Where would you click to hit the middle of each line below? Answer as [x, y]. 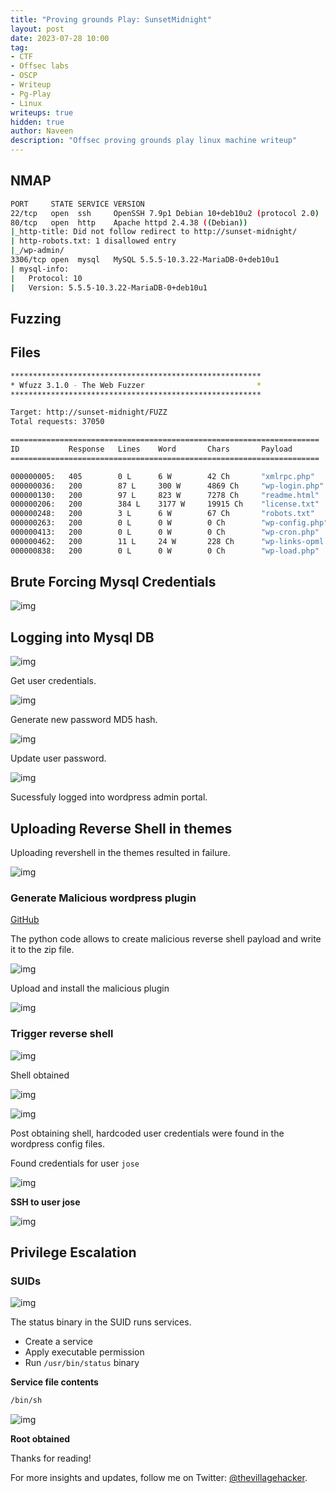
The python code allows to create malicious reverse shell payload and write [166, 939]
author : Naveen [42, 131]
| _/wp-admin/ [37, 251]
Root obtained [40, 1439]
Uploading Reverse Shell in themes [121, 828]
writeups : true [42, 112]
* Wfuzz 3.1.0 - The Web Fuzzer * [136, 385]
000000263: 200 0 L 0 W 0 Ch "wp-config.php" [169, 523]
